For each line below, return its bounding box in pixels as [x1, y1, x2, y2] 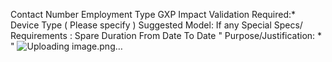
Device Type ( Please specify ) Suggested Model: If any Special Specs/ [10, 19, 303, 31]
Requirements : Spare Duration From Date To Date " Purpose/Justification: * [10, 30, 323, 41]
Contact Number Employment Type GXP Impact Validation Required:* [10, 9, 297, 20]
